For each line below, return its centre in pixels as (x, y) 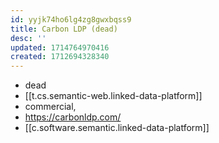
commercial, (50, 107)
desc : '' (28, 38)
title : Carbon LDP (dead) (64, 29)
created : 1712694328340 (60, 57)
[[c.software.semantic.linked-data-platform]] (117, 128)
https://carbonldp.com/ (73, 117)
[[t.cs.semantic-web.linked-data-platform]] (113, 96)
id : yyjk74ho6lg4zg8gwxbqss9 (71, 19)
